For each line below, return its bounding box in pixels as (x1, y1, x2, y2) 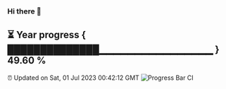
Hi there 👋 (7, 6, 42, 16)
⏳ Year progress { (7, 29, 87, 41)
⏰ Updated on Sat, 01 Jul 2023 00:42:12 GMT (7, 73, 139, 82)
